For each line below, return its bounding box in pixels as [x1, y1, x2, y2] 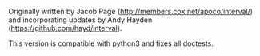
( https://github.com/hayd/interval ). [8, 24, 122, 32]
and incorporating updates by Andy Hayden [8, 15, 153, 24]
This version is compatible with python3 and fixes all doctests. [8, 39, 214, 48]
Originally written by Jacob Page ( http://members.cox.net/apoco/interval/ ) [8, 7, 254, 16]
